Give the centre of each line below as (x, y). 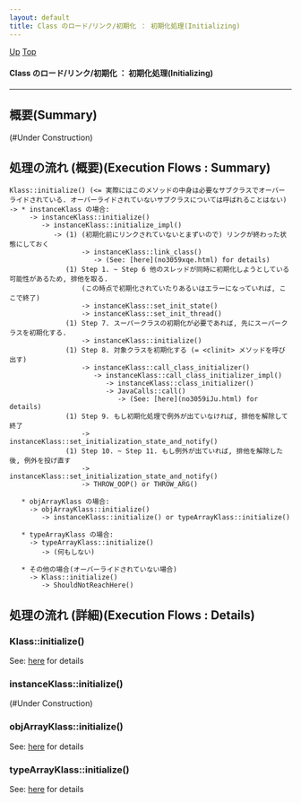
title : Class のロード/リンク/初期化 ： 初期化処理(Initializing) (125, 26)
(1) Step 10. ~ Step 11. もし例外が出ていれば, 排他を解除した (175, 451)
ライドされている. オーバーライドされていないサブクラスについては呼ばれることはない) (148, 200)
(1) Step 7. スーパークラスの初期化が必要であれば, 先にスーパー (174, 324)
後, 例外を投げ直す (40, 461)
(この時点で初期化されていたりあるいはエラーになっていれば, (178, 289)
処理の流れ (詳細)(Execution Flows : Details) (132, 615)
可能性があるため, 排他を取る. (59, 279)
